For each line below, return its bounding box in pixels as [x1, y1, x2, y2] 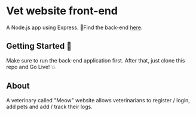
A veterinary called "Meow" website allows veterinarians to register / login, [6, 96, 190, 104]
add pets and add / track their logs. [6, 103, 93, 110]
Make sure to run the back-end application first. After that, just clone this [6, 57, 185, 64]
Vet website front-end [6, 4, 118, 18]
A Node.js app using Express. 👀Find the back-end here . [6, 24, 143, 31]
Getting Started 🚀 [6, 41, 72, 51]
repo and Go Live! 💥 [6, 63, 56, 70]
